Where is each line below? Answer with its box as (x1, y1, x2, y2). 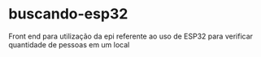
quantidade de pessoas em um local (8, 39, 130, 49)
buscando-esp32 (8, 5, 128, 23)
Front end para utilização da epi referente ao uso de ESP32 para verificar (8, 31, 254, 41)
